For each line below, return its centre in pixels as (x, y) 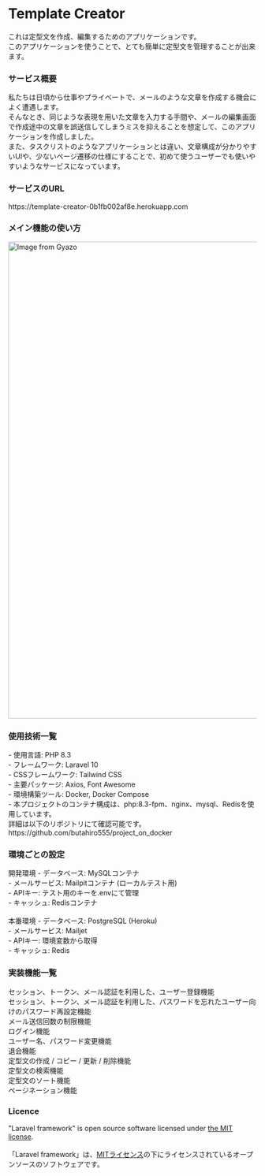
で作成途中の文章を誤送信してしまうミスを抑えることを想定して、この (122, 127)
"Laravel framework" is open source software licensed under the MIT (121, 1129)
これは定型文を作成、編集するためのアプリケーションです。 (105, 36)
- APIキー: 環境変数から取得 (53, 941)
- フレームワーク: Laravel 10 (53, 765)
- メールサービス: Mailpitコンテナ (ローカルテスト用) (93, 883)
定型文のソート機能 (39, 1080)
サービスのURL (36, 188)
